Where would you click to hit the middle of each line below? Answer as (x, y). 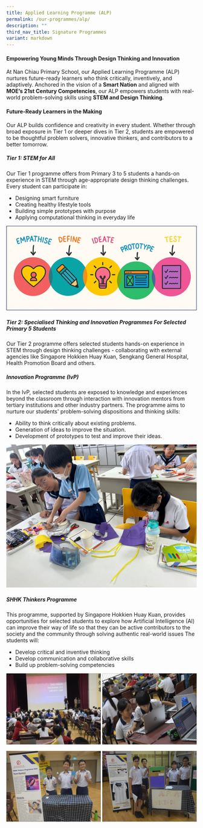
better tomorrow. (27, 144)
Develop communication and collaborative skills (74, 659)
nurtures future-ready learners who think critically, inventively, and (89, 78)
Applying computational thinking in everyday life (75, 217)
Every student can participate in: (47, 186)
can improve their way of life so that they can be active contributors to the (98, 628)
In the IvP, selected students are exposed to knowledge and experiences (97, 392)
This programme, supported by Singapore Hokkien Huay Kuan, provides (96, 615)
